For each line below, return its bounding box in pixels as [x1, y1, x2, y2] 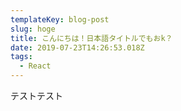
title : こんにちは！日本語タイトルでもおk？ [10, 33, 173, 43]
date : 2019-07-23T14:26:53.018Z [10, 42, 145, 53]
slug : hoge [10, 24, 56, 34]
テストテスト [10, 90, 63, 101]
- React [19, 61, 52, 71]
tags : [10, 52, 33, 62]
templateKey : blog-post [10, 14, 110, 25]
